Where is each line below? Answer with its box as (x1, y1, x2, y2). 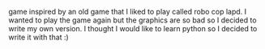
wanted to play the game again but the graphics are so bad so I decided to (8, 15, 257, 25)
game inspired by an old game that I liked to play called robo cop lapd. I (8, 7, 247, 16)
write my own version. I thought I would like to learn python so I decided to (8, 24, 258, 33)
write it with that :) (8, 32, 69, 42)
